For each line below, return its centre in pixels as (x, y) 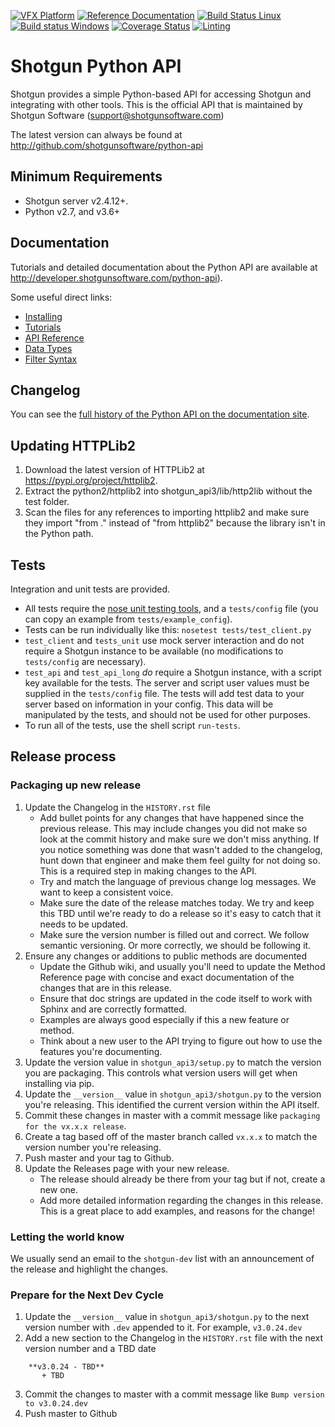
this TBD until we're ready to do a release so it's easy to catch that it (180, 913)
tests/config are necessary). (85, 661)
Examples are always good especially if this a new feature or (164, 1019)
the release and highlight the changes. (89, 1269)
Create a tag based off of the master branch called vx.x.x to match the (171, 1136)
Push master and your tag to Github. (99, 1157)
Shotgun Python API (96, 66)
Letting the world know (67, 1237)
